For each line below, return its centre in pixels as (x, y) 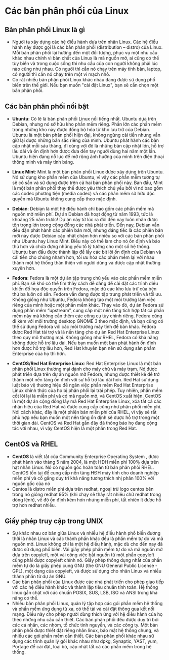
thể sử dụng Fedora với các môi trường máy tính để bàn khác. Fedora (84, 326)
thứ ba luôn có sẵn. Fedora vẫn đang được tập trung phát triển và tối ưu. (87, 294)
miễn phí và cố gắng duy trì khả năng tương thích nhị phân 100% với (83, 478)
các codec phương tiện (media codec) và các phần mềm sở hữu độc (83, 193)
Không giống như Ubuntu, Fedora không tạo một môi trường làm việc (84, 299)
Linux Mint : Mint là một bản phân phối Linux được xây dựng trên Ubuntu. (88, 172)
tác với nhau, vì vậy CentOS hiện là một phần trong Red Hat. (74, 428)
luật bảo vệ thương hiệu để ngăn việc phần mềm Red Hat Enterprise (83, 385)
